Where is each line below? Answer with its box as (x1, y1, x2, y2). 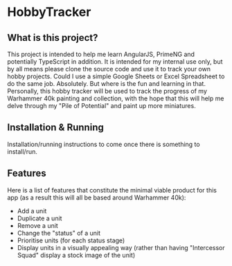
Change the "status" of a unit (17, 229, 101, 237)
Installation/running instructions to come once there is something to (7, 140, 200, 148)
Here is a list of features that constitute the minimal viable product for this (7, 186, 217, 194)
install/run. (7, 147, 38, 156)
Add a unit (17, 206, 47, 215)
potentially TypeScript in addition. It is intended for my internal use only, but (7, 57, 223, 66)
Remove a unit (17, 221, 59, 229)
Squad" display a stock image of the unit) (17, 251, 136, 259)
